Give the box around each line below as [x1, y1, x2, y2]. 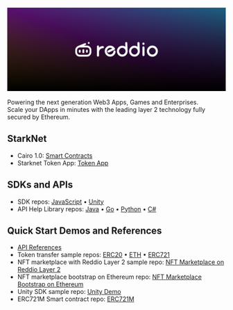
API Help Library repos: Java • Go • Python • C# [17, 204, 157, 213]
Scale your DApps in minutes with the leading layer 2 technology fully [7, 105, 206, 113]
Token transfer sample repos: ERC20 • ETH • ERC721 [17, 251, 170, 259]
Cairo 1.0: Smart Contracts [17, 151, 93, 160]
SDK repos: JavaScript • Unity [17, 197, 104, 206]
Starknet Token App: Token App [17, 158, 109, 167]
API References [17, 243, 62, 252]
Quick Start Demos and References [7, 225, 162, 236]
